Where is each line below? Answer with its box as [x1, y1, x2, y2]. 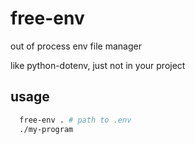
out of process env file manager [10, 40, 142, 52]
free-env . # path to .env [19, 115, 132, 125]
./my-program [19, 124, 74, 134]
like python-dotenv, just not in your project [10, 59, 186, 71]
